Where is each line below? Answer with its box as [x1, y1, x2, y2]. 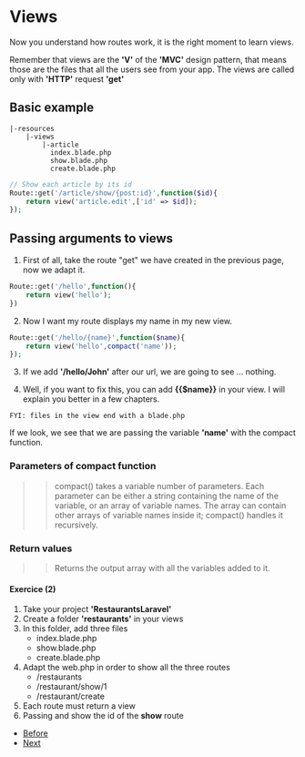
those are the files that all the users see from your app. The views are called [9, 64, 295, 75]
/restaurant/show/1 [36, 681, 107, 692]
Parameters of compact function [9, 460, 157, 473]
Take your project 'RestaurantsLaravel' [22, 604, 172, 615]
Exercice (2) [9, 583, 56, 594]
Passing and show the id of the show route [22, 711, 184, 721]
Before [22, 728, 48, 739]
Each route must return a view [22, 701, 137, 711]
